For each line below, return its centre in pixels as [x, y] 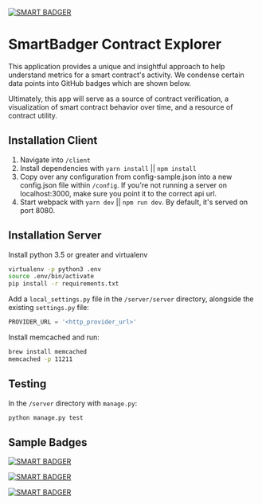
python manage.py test [46, 417]
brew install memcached [48, 352]
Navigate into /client [55, 160]
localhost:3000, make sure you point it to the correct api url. [118, 193]
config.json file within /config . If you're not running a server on [123, 185]
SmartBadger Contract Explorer [115, 45]
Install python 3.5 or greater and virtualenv [78, 254]
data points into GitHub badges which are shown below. [100, 83]
